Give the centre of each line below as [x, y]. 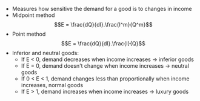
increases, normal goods [52, 85]
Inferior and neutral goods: [45, 53]
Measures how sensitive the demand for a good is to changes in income [102, 9]
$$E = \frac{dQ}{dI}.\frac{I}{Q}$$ [103, 44]
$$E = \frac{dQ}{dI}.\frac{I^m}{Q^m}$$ [103, 24]
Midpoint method [33, 15]
